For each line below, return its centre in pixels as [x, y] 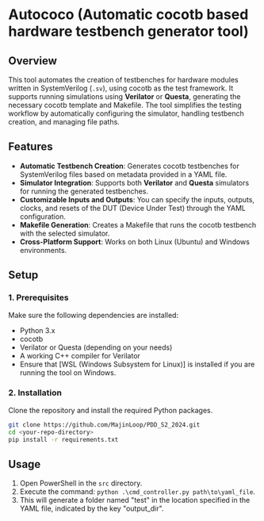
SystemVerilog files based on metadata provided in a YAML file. [123, 174]
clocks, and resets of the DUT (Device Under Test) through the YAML [132, 208]
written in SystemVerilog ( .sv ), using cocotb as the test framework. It [121, 88]
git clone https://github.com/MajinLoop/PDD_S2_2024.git [104, 425]
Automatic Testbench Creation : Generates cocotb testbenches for [129, 166]
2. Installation [35, 393]
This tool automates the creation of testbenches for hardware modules [124, 80]
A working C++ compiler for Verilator [80, 355]
